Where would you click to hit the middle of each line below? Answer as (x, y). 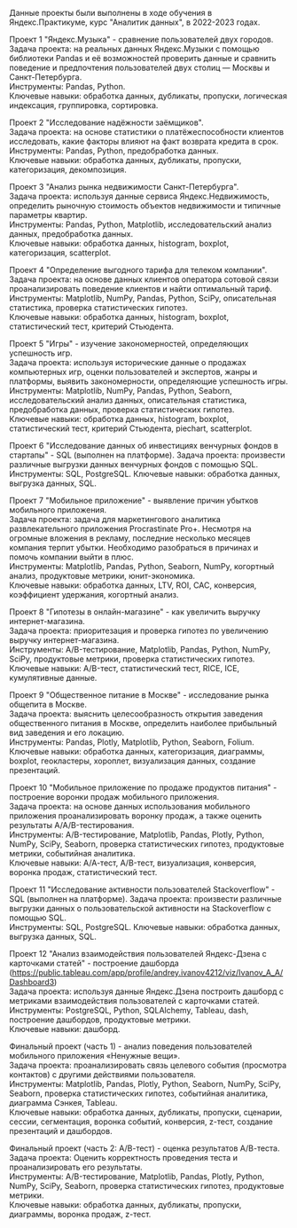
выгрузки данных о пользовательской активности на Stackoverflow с (141, 908)
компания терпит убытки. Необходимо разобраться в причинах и (134, 548)
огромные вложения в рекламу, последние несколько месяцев (130, 538)
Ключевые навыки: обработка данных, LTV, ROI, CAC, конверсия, (133, 585)
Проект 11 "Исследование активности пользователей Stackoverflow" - (142, 889)
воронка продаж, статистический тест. (83, 872)
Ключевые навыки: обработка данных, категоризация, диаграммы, (137, 751)
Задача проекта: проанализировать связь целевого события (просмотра (148, 1065)
